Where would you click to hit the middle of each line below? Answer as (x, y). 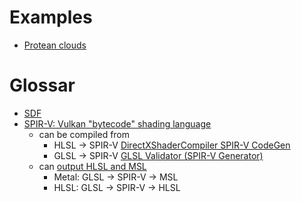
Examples (51, 17)
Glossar (42, 85)
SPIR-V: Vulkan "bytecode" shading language (117, 123)
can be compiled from (84, 134)
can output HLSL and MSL (92, 166)
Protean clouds (55, 45)
